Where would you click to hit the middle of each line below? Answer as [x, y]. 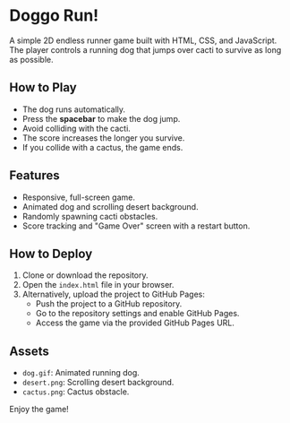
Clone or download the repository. [85, 275]
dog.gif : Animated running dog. [81, 373]
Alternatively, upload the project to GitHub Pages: [114, 294]
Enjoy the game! [39, 410]
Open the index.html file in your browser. [98, 285]
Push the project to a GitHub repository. [109, 304]
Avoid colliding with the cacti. [77, 128]
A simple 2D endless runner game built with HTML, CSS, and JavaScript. [143, 40]
